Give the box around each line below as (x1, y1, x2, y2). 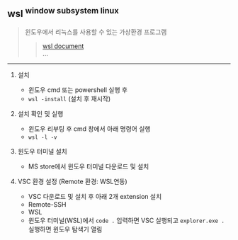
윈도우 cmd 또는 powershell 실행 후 (28, 85, 128, 94)
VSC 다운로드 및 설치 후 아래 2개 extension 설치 (28, 192, 162, 200)
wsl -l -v (28, 134, 58, 141)
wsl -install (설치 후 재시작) (28, 94, 111, 103)
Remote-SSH (28, 200, 67, 208)
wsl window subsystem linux (7, 6, 119, 20)
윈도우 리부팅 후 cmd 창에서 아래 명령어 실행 (28, 124, 151, 133)
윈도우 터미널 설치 (17, 147, 67, 155)
